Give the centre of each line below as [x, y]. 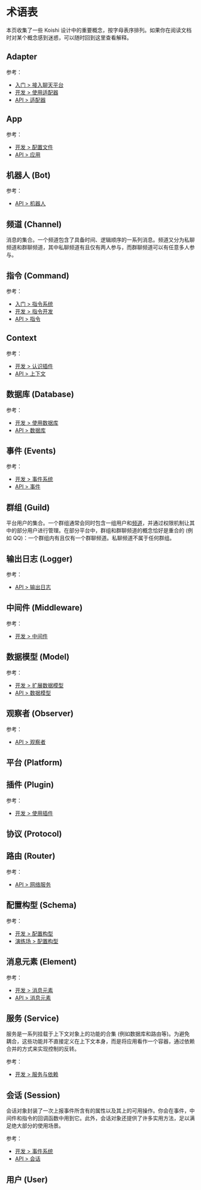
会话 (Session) [33, 1095]
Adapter [22, 57]
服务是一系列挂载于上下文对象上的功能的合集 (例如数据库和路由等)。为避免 [98, 1034]
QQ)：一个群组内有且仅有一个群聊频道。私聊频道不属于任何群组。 [94, 538]
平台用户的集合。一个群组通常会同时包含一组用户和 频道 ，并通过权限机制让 [98, 523]
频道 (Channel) [34, 224]
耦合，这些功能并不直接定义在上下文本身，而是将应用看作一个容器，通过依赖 [100, 1041]
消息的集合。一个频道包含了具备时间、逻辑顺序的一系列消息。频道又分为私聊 [100, 240]
